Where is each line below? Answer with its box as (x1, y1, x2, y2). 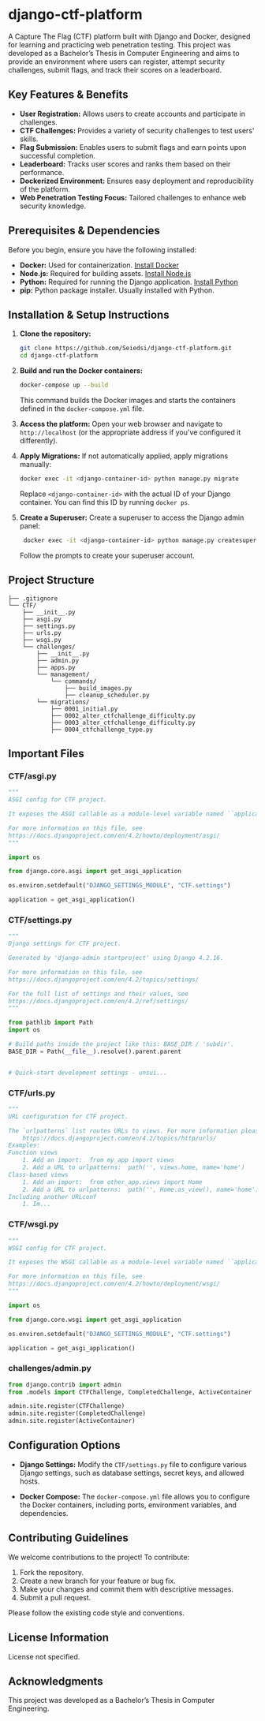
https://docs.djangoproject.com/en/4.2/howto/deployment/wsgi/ (8, 1280, 221, 1288)
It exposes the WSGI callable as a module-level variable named (8, 1258, 224, 1267)
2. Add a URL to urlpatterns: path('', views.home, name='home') (22, 1163, 245, 1172)
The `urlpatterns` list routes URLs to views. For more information (8, 1126, 238, 1135)
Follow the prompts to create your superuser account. (19, 551, 195, 560)
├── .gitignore (8, 594, 58, 603)
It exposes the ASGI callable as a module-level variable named (8, 810, 224, 818)
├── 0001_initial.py (50, 704, 118, 713)
